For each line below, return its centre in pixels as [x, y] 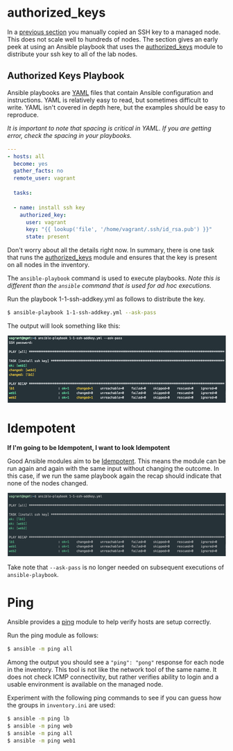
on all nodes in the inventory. [49, 265]
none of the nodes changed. [48, 483]
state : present [48, 237]
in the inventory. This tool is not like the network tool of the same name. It [112, 669]
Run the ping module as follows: [53, 635]
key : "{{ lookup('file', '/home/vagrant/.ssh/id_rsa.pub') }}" [119, 230]
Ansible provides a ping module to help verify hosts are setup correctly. [109, 622]
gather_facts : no [38, 171]
